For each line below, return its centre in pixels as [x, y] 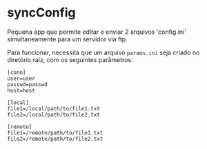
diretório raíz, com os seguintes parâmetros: [70, 59]
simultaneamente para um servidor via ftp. [67, 39]
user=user [21, 78]
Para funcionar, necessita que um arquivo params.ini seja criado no [103, 52]
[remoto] [20, 127]
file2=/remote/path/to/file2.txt [55, 139]
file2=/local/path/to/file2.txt [53, 115]
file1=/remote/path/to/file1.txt [55, 132]
